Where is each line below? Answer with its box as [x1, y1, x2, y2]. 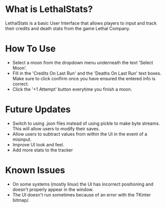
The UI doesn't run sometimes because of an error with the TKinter [12, 191, 151, 197]
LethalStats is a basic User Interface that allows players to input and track [5, 20, 157, 26]
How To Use [5, 43, 56, 55]
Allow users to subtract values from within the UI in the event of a [12, 131, 147, 137]
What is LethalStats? [5, 4, 93, 15]
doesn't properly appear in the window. [12, 186, 94, 192]
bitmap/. [12, 197, 30, 203]
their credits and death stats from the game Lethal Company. [5, 25, 130, 31]
